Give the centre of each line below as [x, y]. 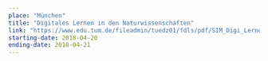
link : [17, 30]
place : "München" [37, 15]
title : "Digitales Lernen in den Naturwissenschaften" [101, 23]
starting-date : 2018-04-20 [53, 38]
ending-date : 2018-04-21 [49, 45]
